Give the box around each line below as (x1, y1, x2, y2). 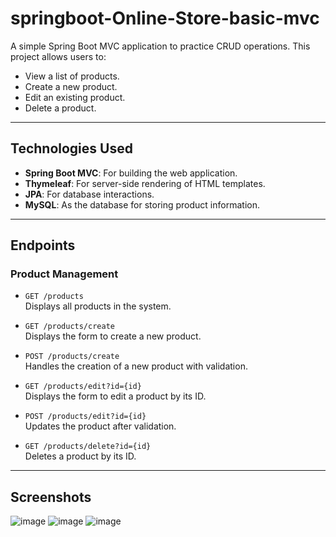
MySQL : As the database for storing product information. (24, 198, 260, 211)
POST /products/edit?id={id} (24, 412, 147, 422)
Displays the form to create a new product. (24, 330, 202, 342)
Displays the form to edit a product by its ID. (24, 390, 207, 402)
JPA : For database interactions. (24, 188, 155, 200)
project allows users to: (10, 50, 107, 62)
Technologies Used (10, 140, 133, 157)
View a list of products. (24, 70, 120, 82)
